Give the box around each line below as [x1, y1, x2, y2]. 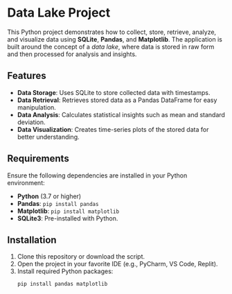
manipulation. [17, 103, 57, 112]
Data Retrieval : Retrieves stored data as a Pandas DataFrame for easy [17, 96, 217, 104]
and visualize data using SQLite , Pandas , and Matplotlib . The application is [7, 35, 223, 43]
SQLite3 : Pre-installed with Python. [17, 214, 118, 223]
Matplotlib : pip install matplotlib [17, 207, 120, 215]
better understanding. [17, 132, 80, 141]
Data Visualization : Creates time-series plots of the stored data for [17, 125, 209, 133]
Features [7, 70, 46, 82]
